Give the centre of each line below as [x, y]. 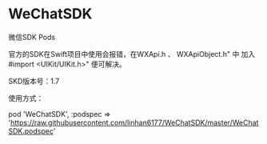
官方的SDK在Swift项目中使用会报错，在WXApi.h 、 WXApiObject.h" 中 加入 [132, 54]
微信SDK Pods [32, 37]
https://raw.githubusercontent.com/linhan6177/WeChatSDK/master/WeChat [135, 122]
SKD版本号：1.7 [34, 81]
